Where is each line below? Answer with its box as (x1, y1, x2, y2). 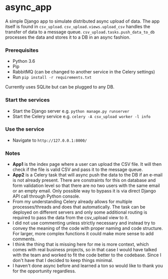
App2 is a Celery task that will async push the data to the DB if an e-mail (12, 172, 163, 178)
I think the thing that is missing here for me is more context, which (12, 241, 149, 247)
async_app (5, 2, 52, 13)
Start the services (5, 97, 50, 104)
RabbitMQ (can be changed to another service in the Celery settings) (12, 69, 155, 75)
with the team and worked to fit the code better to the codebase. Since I (12, 252, 161, 258)
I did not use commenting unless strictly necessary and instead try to (12, 220, 155, 226)
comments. (12, 236, 36, 242)
